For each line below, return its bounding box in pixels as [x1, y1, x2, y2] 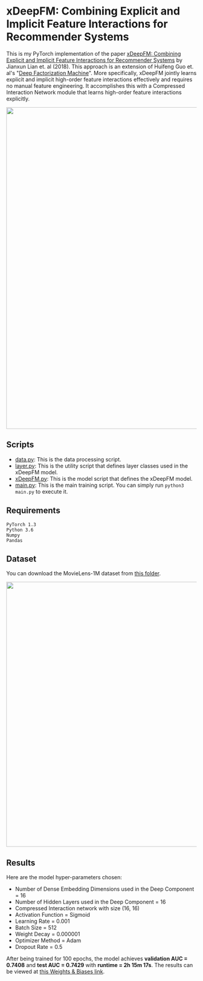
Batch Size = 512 [14, 924, 57, 931]
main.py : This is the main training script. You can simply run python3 [14, 481, 184, 489]
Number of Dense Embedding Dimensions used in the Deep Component [14, 885, 195, 893]
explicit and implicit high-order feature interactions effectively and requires [6, 76, 193, 83]
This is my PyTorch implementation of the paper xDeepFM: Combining [6, 50, 181, 57]
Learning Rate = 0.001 [14, 917, 70, 925]
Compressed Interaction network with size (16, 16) [14, 905, 140, 912]
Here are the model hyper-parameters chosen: [6, 874, 123, 881]
